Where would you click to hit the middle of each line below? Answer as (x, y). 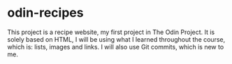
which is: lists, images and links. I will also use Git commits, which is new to (116, 47)
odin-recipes (45, 13)
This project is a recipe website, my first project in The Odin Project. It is (111, 32)
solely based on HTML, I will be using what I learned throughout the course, (116, 39)
